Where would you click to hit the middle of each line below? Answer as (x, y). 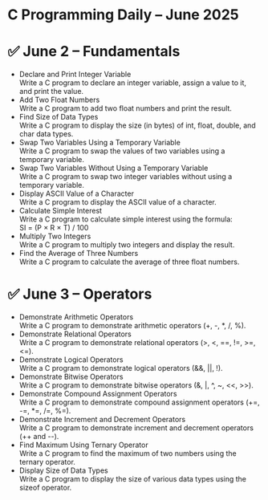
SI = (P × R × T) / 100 (54, 228)
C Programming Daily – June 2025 (123, 15)
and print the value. (51, 91)
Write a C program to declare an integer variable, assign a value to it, (132, 83)
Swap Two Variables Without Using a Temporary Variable (114, 168)
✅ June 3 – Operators (80, 294)
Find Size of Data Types (59, 117)
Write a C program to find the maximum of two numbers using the (128, 453)
